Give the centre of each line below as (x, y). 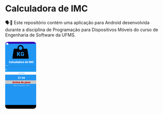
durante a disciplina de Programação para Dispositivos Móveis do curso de (82, 30)
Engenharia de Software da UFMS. (40, 35)
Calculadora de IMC (47, 9)
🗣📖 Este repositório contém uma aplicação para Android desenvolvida (77, 22)
